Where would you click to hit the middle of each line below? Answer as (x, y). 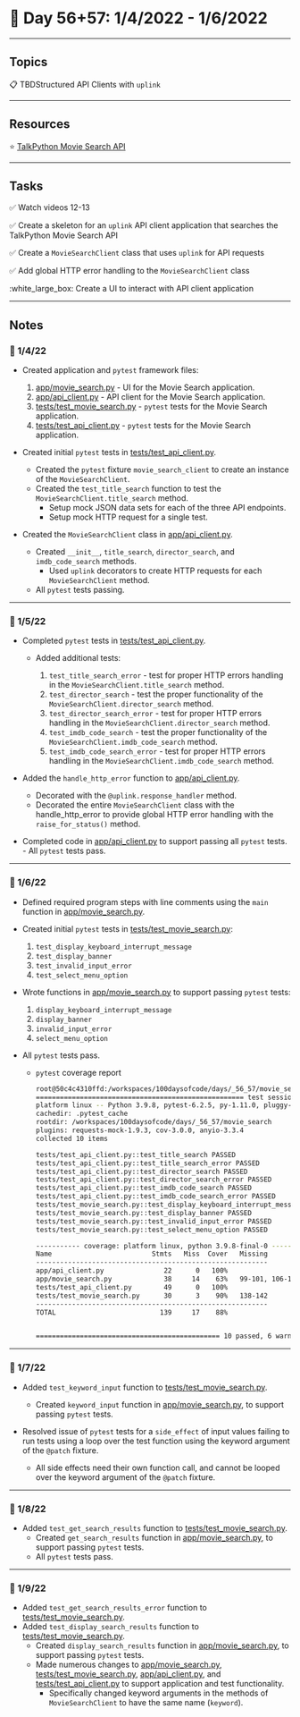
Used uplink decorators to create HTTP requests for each (155, 571)
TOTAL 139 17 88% (132, 1312)
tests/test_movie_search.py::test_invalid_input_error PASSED (154, 1221)
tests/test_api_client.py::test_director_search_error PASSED (154, 1180)
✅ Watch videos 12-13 (50, 207)
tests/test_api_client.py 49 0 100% (132, 1287)
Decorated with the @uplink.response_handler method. (136, 796)
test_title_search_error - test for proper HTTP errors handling (166, 675)
